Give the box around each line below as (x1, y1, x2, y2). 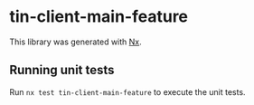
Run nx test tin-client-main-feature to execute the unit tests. (9, 86, 246, 97)
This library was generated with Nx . (9, 36, 142, 47)
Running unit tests (9, 62, 115, 78)
